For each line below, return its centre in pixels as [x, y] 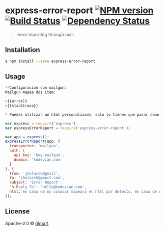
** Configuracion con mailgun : [36, 88]
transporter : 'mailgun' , [35, 146]
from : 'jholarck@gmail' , [35, 173]
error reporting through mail [45, 34]
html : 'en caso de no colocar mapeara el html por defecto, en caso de [83, 192]
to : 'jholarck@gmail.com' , [37, 178]
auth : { [17, 151]
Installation [23, 50]
